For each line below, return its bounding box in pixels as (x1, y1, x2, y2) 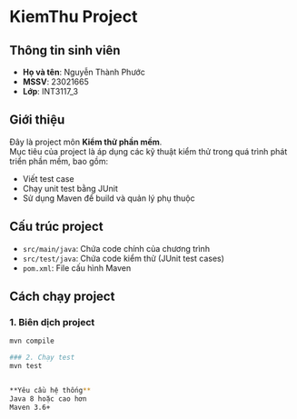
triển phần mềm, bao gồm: (9, 155, 109, 166)
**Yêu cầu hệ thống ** (9, 385, 92, 394)
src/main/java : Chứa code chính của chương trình (22, 243, 211, 254)
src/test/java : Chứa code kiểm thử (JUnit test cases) (22, 253, 225, 264)
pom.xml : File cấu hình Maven (22, 262, 132, 274)
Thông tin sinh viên (9, 43, 121, 58)
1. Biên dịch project (9, 315, 95, 328)
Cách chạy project (9, 289, 115, 304)
